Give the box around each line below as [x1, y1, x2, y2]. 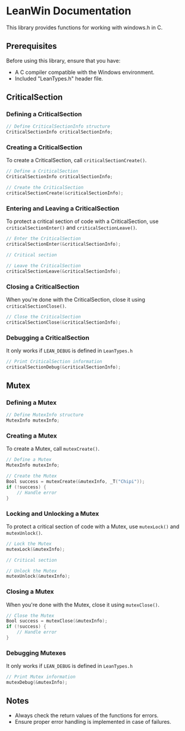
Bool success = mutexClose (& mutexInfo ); [6, 618, 108, 624]
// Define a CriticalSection [6, 168, 79, 174]
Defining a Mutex [6, 398, 57, 407]
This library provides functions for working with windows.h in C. [6, 24, 163, 31]
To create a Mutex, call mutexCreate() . [6, 445, 100, 453]
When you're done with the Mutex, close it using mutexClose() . [6, 601, 159, 608]
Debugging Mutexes [6, 649, 67, 657]
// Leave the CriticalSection [6, 262, 81, 269]
